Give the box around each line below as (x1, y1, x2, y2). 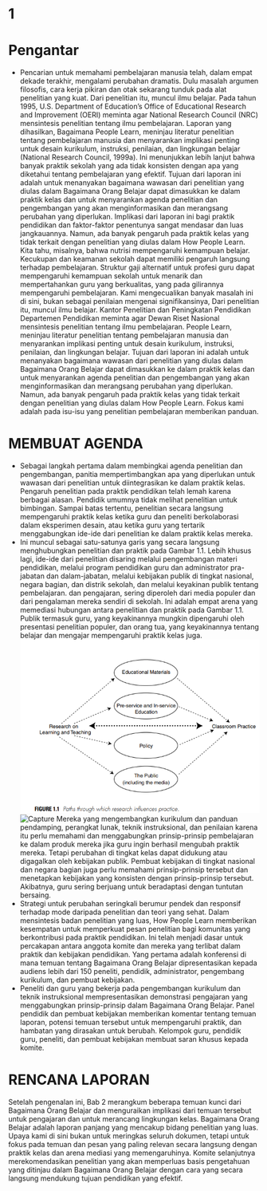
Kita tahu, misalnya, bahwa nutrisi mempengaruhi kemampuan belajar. (19, 246, 250, 255)
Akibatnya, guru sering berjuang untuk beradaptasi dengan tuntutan (19, 881, 243, 891)
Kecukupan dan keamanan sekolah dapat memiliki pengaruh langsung (19, 254, 250, 264)
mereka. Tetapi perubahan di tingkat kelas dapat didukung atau (19, 847, 228, 858)
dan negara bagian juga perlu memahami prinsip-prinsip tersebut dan (19, 865, 249, 874)
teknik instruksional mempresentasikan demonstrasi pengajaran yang (19, 992, 249, 1001)
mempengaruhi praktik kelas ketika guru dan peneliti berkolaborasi (19, 512, 239, 522)
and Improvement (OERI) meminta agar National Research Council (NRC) (19, 110, 259, 120)
